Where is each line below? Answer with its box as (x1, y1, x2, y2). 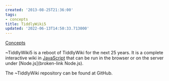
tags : (5, 12, 17, 17)
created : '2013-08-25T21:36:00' (5, 7, 73, 13)
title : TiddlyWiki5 (5, 21, 47, 27)
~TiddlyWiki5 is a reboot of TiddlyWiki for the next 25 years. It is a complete (5, 50, 163, 56)
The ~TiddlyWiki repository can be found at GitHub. (5, 70, 113, 76)
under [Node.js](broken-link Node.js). (5, 60, 83, 66)
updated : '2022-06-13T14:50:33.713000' (5, 26, 90, 31)
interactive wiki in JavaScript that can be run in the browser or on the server (5, 55, 164, 61)
